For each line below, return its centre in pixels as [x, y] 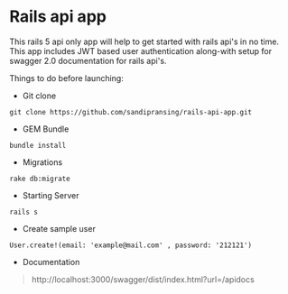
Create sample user [59, 228]
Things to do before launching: [66, 78]
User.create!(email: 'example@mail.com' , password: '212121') [131, 245]
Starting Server [51, 195]
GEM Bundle [46, 129]
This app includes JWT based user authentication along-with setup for [141, 51]
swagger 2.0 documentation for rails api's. [88, 60]
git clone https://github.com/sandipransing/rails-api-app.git [131, 112]
